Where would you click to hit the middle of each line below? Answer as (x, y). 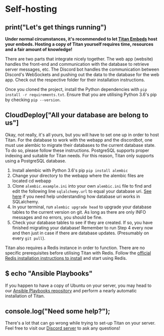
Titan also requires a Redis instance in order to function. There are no (75, 248)
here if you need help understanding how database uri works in (76, 196)
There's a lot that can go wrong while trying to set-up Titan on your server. (80, 323)
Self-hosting (31, 9)
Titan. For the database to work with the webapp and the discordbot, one (79, 140)
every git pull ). (29, 238)
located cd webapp (32, 181)
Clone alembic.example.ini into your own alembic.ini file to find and (82, 186)
